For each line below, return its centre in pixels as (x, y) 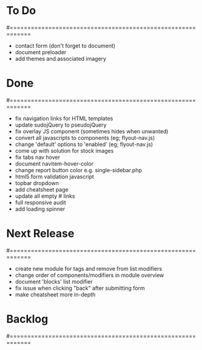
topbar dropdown (37, 183)
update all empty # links (45, 196)
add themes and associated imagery (61, 58)
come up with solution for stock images (64, 150)
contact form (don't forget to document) (65, 46)
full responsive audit (40, 202)
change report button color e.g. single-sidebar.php (79, 170)
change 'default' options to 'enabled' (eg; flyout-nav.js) (84, 144)
